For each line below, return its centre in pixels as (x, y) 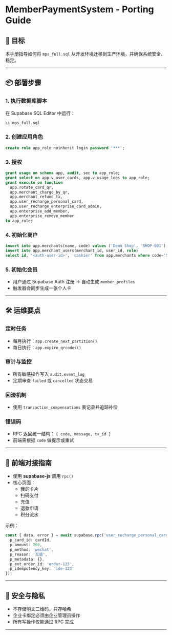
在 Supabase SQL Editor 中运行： (40, 113)
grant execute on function (34, 182)
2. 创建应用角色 (24, 137)
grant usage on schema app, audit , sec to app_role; (63, 173)
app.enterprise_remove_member (42, 216)
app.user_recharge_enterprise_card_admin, (56, 206)
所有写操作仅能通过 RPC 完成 (43, 622)
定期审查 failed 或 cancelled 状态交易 (53, 380)
